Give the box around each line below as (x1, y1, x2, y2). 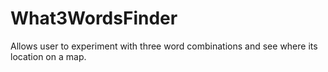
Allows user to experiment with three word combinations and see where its (10, 40, 318, 52)
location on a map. (10, 50, 87, 62)
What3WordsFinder (10, 7, 178, 30)
